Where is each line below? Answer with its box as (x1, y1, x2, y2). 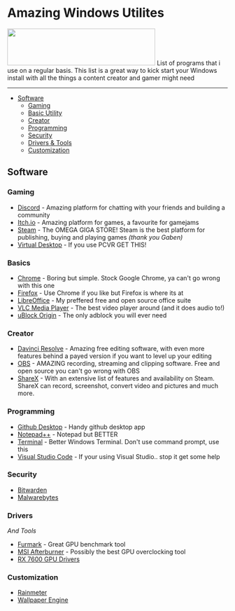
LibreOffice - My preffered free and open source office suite (17, 296, 191, 304)
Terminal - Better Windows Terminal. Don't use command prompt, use (17, 437, 220, 446)
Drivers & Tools (27, 138, 72, 146)
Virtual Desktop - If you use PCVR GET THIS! (17, 240, 147, 249)
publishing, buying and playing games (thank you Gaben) (17, 233, 183, 241)
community (17, 210, 50, 219)
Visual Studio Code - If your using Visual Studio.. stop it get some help (17, 452, 220, 460)
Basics (7, 258, 31, 268)
